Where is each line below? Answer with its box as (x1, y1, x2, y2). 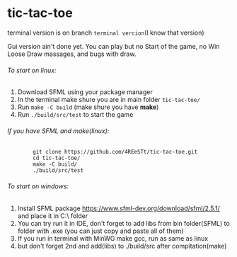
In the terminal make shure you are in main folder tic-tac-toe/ (17, 96, 200, 104)
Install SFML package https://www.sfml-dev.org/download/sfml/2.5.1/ (17, 204, 221, 212)
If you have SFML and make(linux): (7, 126, 110, 135)
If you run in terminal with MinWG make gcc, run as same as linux (17, 234, 209, 242)
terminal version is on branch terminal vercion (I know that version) (7, 28, 204, 37)
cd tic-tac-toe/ (33, 154, 81, 162)
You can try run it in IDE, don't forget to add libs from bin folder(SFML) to (17, 219, 230, 227)
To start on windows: (7, 182, 69, 190)
